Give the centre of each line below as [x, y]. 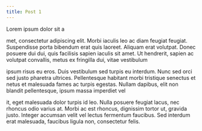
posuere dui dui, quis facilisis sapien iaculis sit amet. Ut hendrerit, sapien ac [100, 53]
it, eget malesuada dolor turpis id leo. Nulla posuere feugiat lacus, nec [93, 102]
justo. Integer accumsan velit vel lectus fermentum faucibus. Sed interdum [98, 115]
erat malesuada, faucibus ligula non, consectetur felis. [73, 121]
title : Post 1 [24, 12]
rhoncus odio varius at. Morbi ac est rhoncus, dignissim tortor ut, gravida [97, 108]
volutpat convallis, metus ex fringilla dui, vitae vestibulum [77, 59]
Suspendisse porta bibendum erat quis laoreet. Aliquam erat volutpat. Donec [101, 47]
